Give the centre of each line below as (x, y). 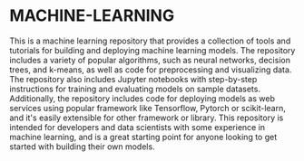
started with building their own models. (83, 147)
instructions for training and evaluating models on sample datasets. (135, 89)
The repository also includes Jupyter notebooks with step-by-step (133, 79)
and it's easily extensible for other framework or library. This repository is (147, 118)
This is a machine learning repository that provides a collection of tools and (150, 41)
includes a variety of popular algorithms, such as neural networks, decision (150, 60)
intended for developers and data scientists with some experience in (137, 127)
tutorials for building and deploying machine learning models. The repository (152, 50)
